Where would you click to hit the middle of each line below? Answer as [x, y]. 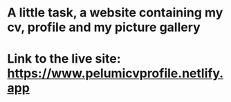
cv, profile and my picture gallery [104, 27]
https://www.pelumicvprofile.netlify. [115, 73]
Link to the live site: [64, 59]
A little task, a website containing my [115, 13]
